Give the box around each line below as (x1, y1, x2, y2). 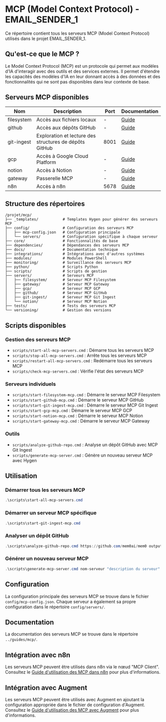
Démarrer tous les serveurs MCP (5, 486, 85, 493)
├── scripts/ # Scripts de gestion (5, 269, 107, 274)
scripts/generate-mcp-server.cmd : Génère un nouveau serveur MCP (12, 452, 153, 458)
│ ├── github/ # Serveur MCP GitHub (5, 291, 107, 296)
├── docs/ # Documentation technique (5, 247, 119, 253)
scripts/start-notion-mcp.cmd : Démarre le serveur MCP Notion (12, 413, 143, 419)
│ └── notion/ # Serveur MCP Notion (5, 299, 107, 304)
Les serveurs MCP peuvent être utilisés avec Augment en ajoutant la (5, 696, 145, 702)
